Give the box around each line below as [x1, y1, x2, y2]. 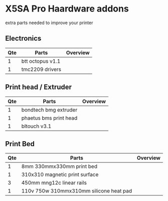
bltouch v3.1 [21, 123, 52, 130]
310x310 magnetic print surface [21, 171, 99, 178]
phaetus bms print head [21, 114, 78, 121]
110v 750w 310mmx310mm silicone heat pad [21, 187, 132, 194]
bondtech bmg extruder [21, 106, 78, 113]
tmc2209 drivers [21, 66, 62, 73]
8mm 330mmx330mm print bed [21, 163, 98, 170]
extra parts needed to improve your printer [5, 20, 93, 26]
